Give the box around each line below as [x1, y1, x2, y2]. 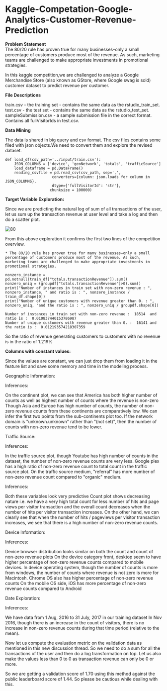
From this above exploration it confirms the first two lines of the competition [5, 235, 161, 242]
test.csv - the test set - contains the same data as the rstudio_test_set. [5, 107, 150, 113]
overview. [5, 241, 25, 247]
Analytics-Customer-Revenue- [5, 14, 137, 25]
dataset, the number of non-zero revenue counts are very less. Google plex [5, 458, 160, 464]
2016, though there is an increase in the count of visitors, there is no [5, 619, 145, 625]
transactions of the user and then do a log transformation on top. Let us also [5, 650, 162, 656]
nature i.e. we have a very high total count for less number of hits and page [5, 498, 159, 504]
